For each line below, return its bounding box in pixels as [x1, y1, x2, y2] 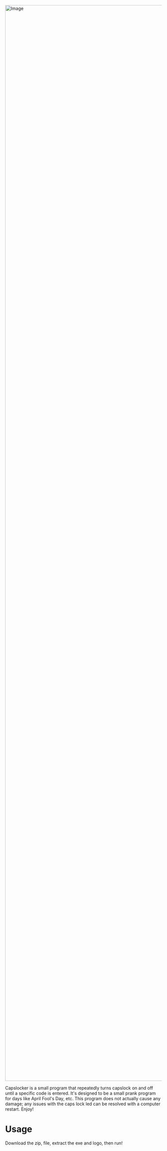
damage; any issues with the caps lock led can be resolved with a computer [5, 1101, 161, 1107]
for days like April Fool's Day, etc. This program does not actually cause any [5, 1096, 161, 1101]
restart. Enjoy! [5, 1106, 34, 1112]
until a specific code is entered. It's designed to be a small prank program [5, 1090, 156, 1096]
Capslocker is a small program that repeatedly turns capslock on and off [5, 1085, 153, 1091]
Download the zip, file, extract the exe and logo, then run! [5, 1140, 123, 1146]
